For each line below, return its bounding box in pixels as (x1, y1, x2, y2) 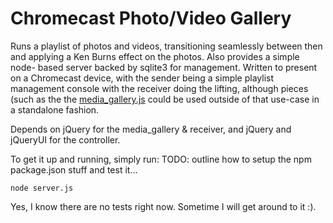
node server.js (10, 183, 74, 193)
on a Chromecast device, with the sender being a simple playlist (10, 72, 275, 84)
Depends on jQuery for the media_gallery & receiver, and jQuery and (10, 123, 292, 135)
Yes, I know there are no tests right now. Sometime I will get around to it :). (10, 200, 317, 212)
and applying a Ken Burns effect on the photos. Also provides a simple (10, 50, 300, 62)
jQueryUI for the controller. (10, 133, 121, 146)
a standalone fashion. (10, 103, 100, 116)
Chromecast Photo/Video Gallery (10, 7, 292, 30)
